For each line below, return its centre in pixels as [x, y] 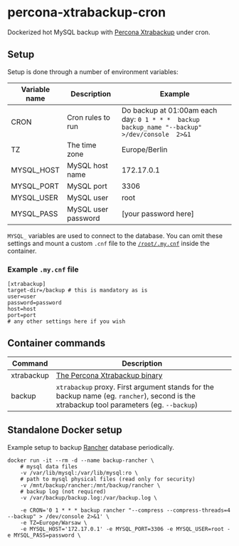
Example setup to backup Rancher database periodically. [91, 447]
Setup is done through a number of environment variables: [93, 71]
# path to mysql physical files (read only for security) [108, 479]
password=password [34, 303]
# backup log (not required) [63, 491]
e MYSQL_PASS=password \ [44, 535]
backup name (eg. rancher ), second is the [126, 396]
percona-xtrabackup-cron [86, 12]
